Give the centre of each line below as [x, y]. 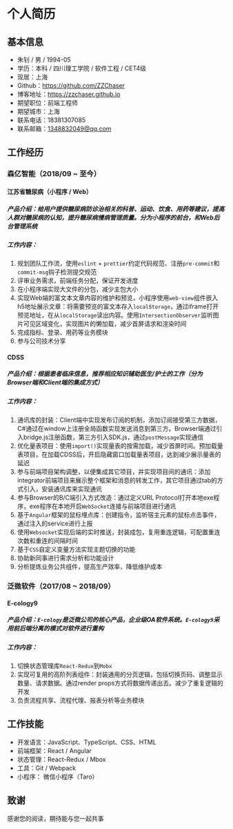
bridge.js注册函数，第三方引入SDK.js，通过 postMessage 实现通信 [113, 437]
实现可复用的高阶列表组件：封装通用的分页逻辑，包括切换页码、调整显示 [120, 674]
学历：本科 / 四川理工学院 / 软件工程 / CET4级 [82, 68]
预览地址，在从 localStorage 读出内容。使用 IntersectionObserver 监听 [115, 315]
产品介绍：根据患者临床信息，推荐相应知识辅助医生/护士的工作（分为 [105, 374]
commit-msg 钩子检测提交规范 [57, 272]
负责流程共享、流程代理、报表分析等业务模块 [81, 701]
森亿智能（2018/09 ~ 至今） [54, 174]
